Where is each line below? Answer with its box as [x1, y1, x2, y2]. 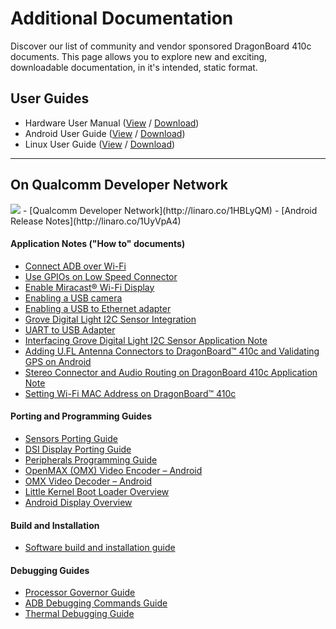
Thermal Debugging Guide [24, 608, 135, 620]
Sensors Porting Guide [24, 432, 118, 444]
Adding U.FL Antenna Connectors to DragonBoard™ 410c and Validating [24, 345, 320, 357]
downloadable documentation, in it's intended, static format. [10, 61, 258, 73]
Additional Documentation [10, 7, 234, 30]
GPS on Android [24, 355, 92, 367]
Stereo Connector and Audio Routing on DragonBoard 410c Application [24, 366, 318, 378]
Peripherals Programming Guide [24, 453, 158, 466]
